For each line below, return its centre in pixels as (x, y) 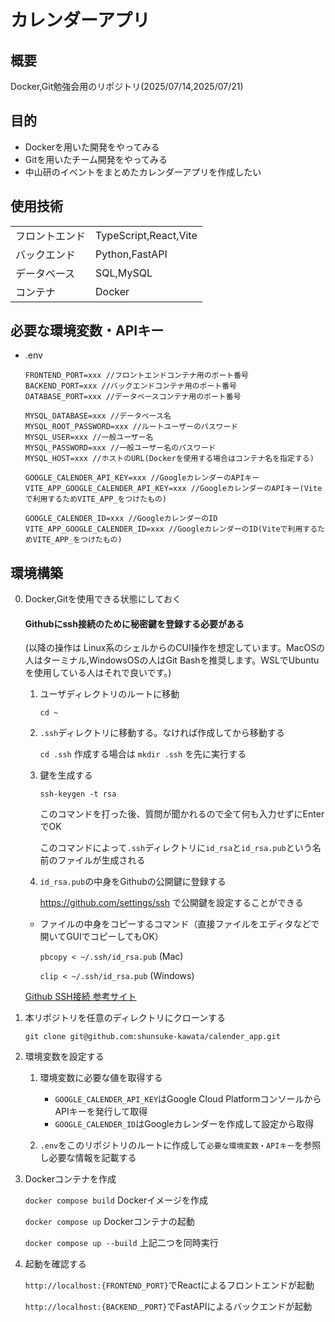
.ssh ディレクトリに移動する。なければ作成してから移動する (162, 733)
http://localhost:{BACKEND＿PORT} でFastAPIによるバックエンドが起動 (168, 1307)
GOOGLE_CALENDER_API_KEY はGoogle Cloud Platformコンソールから (188, 1099)
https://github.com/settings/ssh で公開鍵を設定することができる (171, 903)
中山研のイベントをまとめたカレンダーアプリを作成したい (143, 172)
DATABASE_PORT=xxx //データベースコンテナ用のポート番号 (133, 397)
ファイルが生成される (101, 860)
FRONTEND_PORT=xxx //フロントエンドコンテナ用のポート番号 (137, 376)
